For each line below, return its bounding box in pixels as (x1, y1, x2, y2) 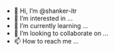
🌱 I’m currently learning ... (13, 22, 89, 30)
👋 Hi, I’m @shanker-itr (13, 7, 77, 15)
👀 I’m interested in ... (13, 14, 73, 22)
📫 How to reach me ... (13, 37, 79, 45)
